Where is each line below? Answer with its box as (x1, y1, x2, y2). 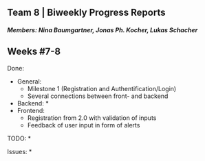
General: (17, 77, 42, 86)
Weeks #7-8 (7, 46, 61, 58)
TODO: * (7, 134, 32, 143)
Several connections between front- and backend (27, 92, 169, 100)
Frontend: (17, 106, 45, 114)
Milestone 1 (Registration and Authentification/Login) (27, 84, 177, 92)
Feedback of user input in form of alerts (27, 121, 140, 129)
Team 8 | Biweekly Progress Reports (7, 7, 166, 18)
